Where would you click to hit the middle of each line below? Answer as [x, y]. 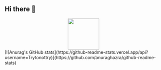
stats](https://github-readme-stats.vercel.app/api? [96, 52]
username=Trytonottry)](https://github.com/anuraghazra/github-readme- [80, 57]
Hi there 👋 [20, 9]
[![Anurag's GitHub [24, 52]
